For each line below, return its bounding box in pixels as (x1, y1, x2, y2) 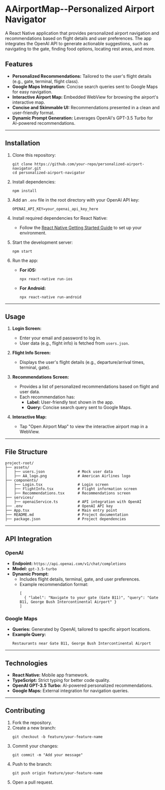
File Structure (5, 447, 48, 456)
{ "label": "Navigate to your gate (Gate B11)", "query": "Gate (24, 595, 159, 600)
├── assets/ (5, 465, 29, 470)
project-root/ (5, 461, 34, 466)
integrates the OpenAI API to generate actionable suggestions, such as (5, 40, 148, 46)
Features (5, 60, 33, 68)
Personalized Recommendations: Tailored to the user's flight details (12, 73, 152, 79)
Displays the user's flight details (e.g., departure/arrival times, (19, 359, 145, 365)
